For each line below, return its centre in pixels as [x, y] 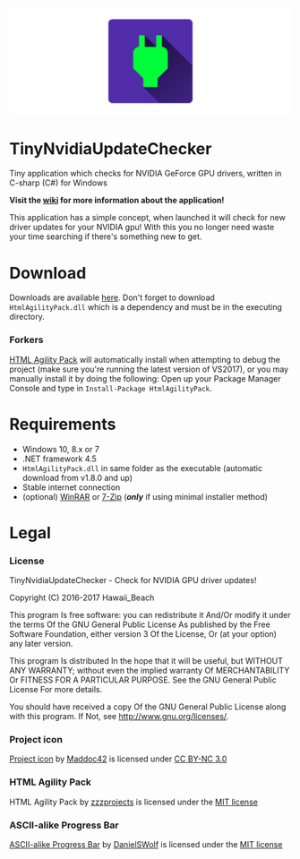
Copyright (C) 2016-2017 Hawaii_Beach [82, 597]
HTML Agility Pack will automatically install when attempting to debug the [145, 359]
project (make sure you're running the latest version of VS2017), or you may [149, 369]
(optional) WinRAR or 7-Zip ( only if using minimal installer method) [145, 496]
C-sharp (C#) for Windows [58, 183]
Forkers [26, 340]
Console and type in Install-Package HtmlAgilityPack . [111, 388]
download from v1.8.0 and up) [77, 477]
